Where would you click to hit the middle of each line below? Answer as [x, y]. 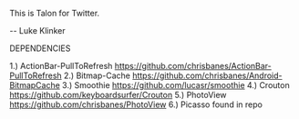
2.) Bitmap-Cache [97, 75]
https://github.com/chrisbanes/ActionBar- [193, 66]
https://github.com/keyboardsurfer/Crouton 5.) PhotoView [118, 95]
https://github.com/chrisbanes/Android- [207, 75]
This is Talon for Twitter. [55, 13]
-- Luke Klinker [37, 30]
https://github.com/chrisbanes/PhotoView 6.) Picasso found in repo [136, 104]
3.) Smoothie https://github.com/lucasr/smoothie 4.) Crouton [176, 85]
